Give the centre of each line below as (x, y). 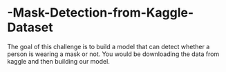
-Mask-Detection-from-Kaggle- (101, 13)
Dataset (30, 27)
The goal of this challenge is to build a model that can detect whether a (109, 46)
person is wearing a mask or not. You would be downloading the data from (113, 54)
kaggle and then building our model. (59, 61)
